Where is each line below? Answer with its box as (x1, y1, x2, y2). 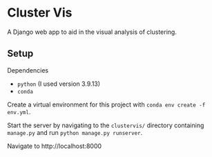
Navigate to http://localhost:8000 (7, 142, 102, 150)
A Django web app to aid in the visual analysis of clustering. (7, 28, 177, 36)
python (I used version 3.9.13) (17, 80, 101, 88)
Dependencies (7, 66, 49, 74)
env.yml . (7, 107, 31, 116)
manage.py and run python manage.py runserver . (7, 128, 143, 136)
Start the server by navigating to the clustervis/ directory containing (7, 121, 204, 129)
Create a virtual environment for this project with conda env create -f (7, 100, 206, 109)
